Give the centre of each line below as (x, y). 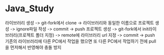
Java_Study (30, 9)
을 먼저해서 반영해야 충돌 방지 (33, 47)
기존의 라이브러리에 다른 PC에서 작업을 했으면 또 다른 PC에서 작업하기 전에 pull (81, 41)
